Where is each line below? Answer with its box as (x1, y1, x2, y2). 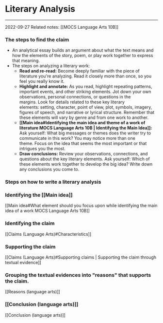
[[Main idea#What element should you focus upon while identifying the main (5, 203, 158, 209)
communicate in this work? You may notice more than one (19, 135, 136, 141)
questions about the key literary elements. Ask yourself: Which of (19, 156, 150, 162)
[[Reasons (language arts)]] (5, 289, 61, 295)
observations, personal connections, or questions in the (19, 94, 131, 100)
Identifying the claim (5, 220, 55, 227)
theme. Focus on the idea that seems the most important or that (19, 140, 147, 147)
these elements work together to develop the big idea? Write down (19, 161, 153, 167)
